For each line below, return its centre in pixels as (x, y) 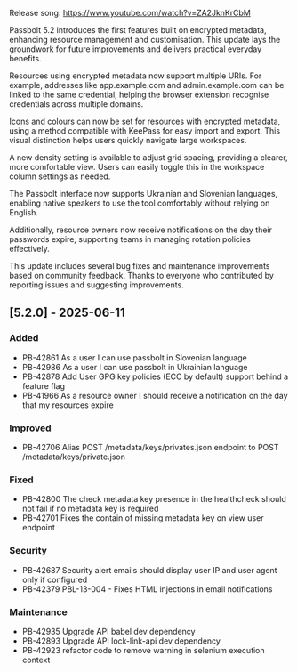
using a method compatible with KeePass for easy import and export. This (145, 131)
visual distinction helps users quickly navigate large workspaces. (128, 140)
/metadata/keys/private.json (74, 457)
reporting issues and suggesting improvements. (96, 285)
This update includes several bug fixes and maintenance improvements (140, 266)
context (36, 660)
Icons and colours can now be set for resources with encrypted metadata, (145, 121)
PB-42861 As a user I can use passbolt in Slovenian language (134, 357)
